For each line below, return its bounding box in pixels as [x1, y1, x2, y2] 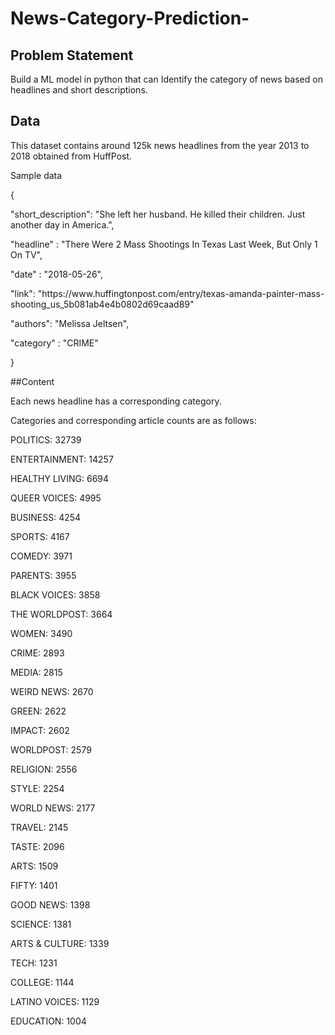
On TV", [10, 248, 43, 261]
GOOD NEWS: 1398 [10, 898, 91, 911]
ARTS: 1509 [10, 860, 59, 872]
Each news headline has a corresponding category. [10, 395, 222, 407]
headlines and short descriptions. [10, 84, 148, 96]
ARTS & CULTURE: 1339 [10, 937, 110, 949]
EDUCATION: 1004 [10, 1015, 87, 1027]
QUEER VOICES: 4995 [10, 492, 102, 504]
